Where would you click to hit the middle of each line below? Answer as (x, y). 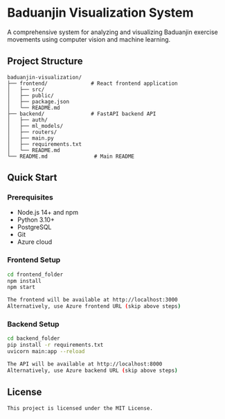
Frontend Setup (34, 260)
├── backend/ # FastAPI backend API (82, 114)
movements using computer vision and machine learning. (89, 39)
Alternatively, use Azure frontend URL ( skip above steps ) (94, 306)
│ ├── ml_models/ (35, 126)
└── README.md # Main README (71, 156)
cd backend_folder (34, 338)
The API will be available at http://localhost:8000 (85, 364)
